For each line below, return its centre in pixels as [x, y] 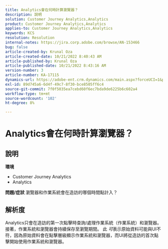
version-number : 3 [24, 71]
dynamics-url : [20, 80]
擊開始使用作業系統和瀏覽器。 [36, 241]
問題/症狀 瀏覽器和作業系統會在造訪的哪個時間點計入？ [61, 192]
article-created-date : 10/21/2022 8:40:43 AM [53, 56]
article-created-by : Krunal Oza [39, 52]
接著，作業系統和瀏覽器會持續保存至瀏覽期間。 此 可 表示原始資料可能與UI [81, 229]
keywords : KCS [20, 33]
